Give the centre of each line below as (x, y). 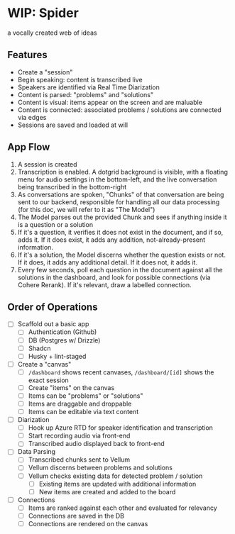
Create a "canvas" (44, 364)
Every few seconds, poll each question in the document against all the (120, 269)
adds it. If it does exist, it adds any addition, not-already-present (111, 240)
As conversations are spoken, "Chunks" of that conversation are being (121, 194)
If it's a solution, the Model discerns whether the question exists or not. (121, 255)
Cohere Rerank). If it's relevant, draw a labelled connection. (104, 284)
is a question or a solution (55, 224)
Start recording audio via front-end (79, 436)
